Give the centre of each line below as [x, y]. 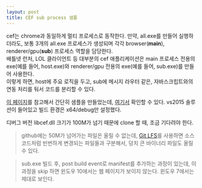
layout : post [23, 12]
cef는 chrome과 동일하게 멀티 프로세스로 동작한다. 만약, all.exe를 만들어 [92, 36]
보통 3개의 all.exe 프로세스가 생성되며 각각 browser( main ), [94, 43]
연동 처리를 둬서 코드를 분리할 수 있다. [51, 89]
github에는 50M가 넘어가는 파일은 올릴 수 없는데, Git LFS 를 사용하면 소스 [108, 135]
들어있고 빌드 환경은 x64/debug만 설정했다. [69, 110]
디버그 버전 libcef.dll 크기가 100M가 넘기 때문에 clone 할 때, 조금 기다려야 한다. [100, 122]
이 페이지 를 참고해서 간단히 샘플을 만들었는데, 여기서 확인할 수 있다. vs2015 [95, 102]
